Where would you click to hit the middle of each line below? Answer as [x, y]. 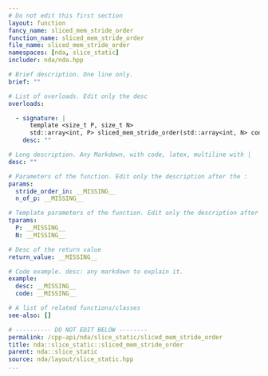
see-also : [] [30, 315]
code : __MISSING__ [46, 294]
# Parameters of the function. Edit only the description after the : [128, 176]
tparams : [23, 221]
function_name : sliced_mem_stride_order [77, 38]
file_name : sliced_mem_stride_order [69, 45]
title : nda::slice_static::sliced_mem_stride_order [96, 345]
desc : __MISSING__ [46, 286]
